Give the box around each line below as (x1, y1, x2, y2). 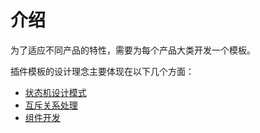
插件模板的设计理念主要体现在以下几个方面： (10, 65, 195, 77)
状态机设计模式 (24, 86, 87, 98)
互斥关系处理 (24, 99, 78, 111)
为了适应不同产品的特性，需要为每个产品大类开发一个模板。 (10, 44, 256, 56)
